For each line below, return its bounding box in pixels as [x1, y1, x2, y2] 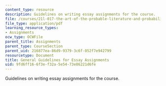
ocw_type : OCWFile [5, 35, 43, 40]
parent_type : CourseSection [5, 44, 63, 49]
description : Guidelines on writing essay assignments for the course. [5, 12, 156, 17]
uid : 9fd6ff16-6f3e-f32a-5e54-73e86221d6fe [5, 62, 96, 67]
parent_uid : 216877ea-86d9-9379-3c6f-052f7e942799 [5, 48, 112, 53]
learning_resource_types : [5, 26, 58, 30]
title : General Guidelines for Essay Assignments [5, 57, 110, 62]
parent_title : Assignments [5, 39, 61, 44]
